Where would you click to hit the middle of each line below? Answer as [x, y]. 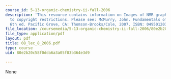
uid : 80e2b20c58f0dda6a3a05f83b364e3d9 [48, 52]
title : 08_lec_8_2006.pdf [33, 43]
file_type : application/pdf [35, 34]
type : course [19, 48]
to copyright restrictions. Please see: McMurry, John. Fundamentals [85, 19]
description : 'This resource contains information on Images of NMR [79, 15]
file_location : [21, 29]
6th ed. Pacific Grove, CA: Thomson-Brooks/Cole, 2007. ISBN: [77, 24]
